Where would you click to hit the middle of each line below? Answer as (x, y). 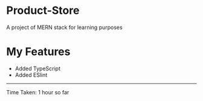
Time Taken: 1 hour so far (38, 92)
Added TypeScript (37, 68)
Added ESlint (31, 75)
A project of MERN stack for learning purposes (64, 27)
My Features (38, 52)
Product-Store (43, 11)
